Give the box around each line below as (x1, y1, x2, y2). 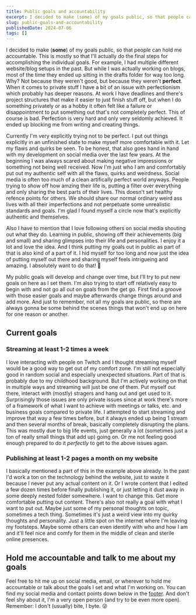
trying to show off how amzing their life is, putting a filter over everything (6, 182, 181, 189)
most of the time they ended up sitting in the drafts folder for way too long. (6, 71, 185, 78)
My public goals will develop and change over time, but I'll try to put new (6, 274, 181, 281)
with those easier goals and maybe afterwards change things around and (6, 292, 182, 299)
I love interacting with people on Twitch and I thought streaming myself (6, 358, 177, 365)
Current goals (6, 327, 57, 337)
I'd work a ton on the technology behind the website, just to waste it (6, 474, 169, 481)
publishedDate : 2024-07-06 (6, 25, 72, 31)
